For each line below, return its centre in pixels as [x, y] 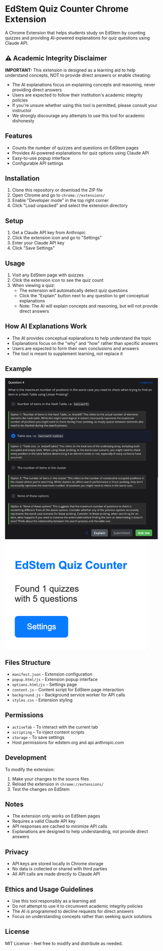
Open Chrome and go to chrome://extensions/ [58, 195]
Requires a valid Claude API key [44, 821]
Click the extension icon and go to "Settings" [57, 238]
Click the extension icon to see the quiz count [58, 280]
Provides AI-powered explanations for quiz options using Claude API [81, 153]
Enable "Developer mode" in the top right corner [60, 201]
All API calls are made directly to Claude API [56, 874]
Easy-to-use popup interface [41, 158]
